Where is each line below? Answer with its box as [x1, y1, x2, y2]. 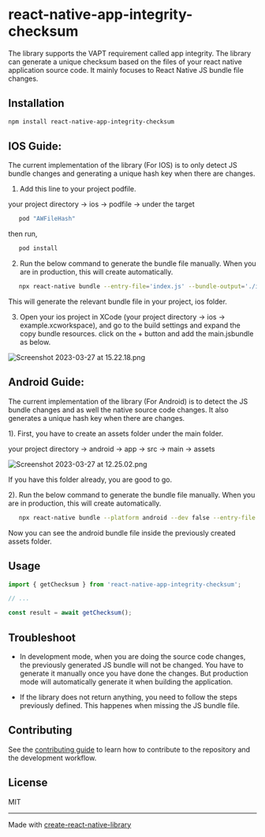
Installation [8, 97, 65, 110]
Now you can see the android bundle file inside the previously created [8, 528, 236, 537]
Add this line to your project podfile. [19, 184, 136, 194]
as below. [19, 338, 51, 347]
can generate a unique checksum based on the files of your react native [8, 57, 242, 66]
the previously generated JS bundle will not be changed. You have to [19, 661, 244, 669]
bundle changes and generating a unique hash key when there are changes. [8, 169, 256, 179]
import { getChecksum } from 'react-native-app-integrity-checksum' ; [8, 580, 242, 589]
